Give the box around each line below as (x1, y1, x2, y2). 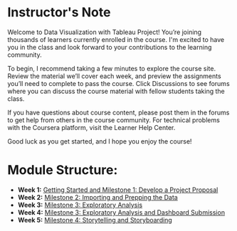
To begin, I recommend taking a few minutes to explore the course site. (7, 64, 216, 72)
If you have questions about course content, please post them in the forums (7, 108, 230, 117)
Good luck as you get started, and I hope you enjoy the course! (7, 136, 192, 146)
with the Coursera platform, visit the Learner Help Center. (7, 123, 176, 131)
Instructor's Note (7, 4, 111, 21)
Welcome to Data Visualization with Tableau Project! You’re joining (7, 28, 201, 36)
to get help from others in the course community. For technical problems (7, 115, 221, 124)
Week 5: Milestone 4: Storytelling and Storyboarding (17, 215, 172, 224)
